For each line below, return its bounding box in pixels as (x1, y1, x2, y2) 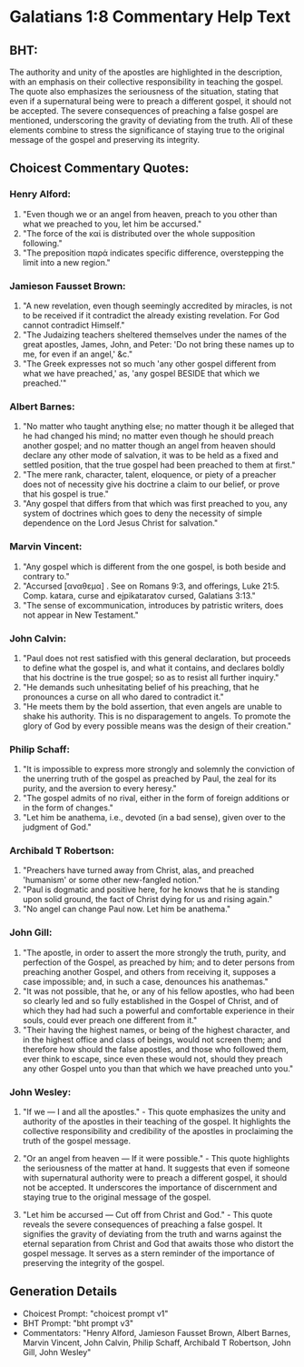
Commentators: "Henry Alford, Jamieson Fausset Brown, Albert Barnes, (22, 1327, 291, 1338)
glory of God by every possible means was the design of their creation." (22, 720, 292, 731)
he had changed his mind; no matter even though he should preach (22, 430, 275, 442)
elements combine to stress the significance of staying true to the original (9, 125, 285, 136)
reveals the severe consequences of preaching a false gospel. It (22, 1219, 263, 1230)
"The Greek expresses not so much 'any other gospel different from (22, 357, 277, 369)
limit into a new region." (22, 256, 111, 267)
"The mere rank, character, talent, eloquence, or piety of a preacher (22, 469, 277, 480)
